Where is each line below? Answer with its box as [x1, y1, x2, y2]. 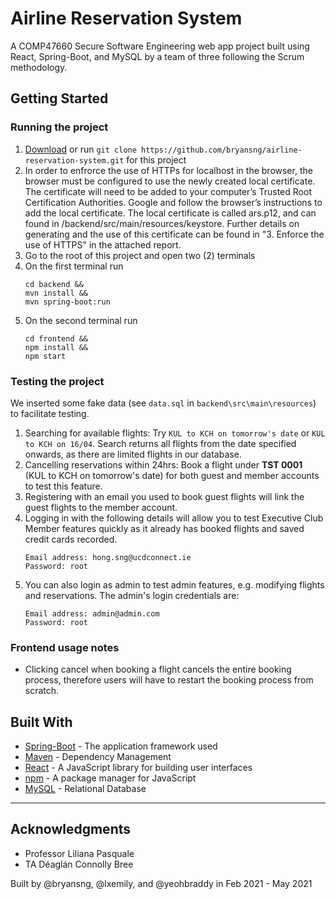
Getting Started [10, 90, 109, 107]
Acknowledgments [10, 821, 132, 838]
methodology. [10, 61, 68, 73]
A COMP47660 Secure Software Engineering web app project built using [10, 40, 310, 52]
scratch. [24, 685, 60, 697]
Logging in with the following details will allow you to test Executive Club [24, 512, 324, 524]
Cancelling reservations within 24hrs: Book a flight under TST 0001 [24, 458, 303, 471]
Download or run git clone [24, 143, 137, 155]
